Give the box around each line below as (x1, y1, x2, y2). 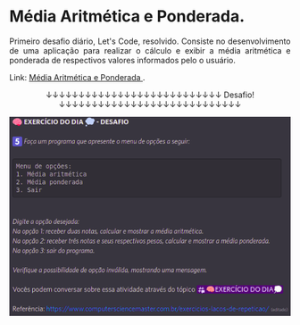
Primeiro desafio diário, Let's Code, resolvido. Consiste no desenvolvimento (9, 36, 291, 46)
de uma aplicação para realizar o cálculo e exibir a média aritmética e (9, 45, 291, 55)
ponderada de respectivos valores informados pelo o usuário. (9, 54, 237, 65)
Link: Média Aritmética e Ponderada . (9, 71, 146, 82)
